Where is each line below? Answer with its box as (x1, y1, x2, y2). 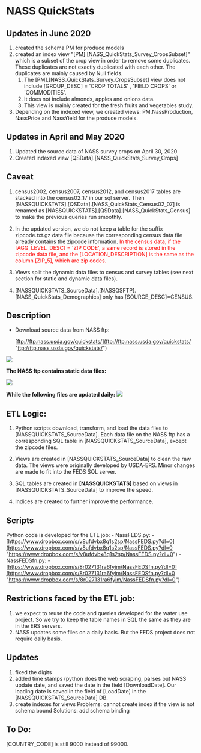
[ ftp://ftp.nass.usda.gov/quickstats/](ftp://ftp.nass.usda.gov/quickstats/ (14, 338, 191, 346)
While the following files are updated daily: (6, 391, 116, 398)
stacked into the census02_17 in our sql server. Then (14, 194, 145, 201)
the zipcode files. (14, 444, 58, 451)
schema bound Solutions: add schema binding (14, 707, 130, 714)
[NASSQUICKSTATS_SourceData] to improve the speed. (14, 486, 154, 494)
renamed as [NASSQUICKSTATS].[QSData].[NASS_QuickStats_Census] (14, 206, 191, 214)
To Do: (6, 724, 31, 735)
